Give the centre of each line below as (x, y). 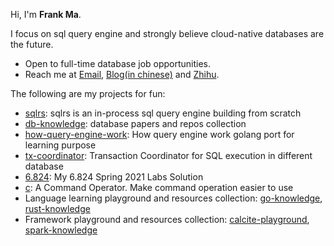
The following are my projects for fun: (88, 93)
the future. (32, 44)
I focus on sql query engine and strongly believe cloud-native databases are (167, 33)
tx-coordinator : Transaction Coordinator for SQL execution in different (168, 155)
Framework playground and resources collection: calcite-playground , (167, 219)
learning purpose (60, 145)
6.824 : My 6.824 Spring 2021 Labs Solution (114, 177)
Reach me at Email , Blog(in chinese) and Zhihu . (122, 74)
